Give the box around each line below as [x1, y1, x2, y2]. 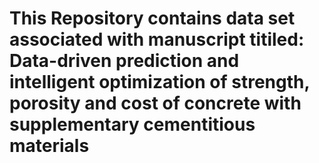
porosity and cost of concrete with [9, 92, 302, 115]
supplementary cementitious [9, 113, 256, 136]
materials [9, 135, 90, 157]
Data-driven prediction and [9, 50, 240, 72]
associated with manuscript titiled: [9, 28, 305, 51]
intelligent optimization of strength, [9, 71, 310, 94]
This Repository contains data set [9, 7, 296, 30]
